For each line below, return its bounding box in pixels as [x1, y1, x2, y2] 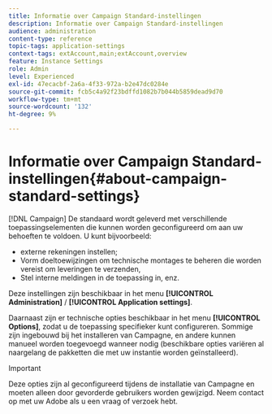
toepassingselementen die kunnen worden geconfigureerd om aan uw [8, 222, 244, 232]
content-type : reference [8, 34, 93, 43]
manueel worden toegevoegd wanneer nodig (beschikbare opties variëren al [8, 338, 265, 348]
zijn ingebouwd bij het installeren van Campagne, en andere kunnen [8, 330, 236, 340]
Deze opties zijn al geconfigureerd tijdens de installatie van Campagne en [8, 379, 255, 389]
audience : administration [8, 27, 96, 35]
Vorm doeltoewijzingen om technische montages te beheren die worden [19, 255, 262, 265]
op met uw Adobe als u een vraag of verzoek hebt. [8, 396, 179, 406]
